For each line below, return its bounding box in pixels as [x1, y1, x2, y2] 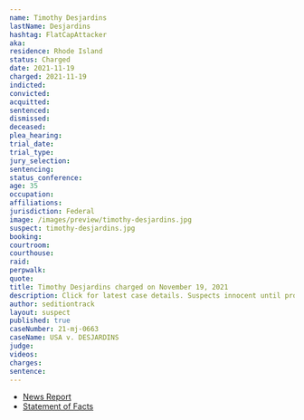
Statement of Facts [22, 401, 94, 412]
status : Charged [9, 55, 71, 64]
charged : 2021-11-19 [9, 72, 88, 81]
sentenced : [9, 106, 51, 115]
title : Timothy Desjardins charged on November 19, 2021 [9, 282, 229, 291]
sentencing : [9, 165, 54, 174]
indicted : [9, 81, 47, 90]
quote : [9, 274, 34, 283]
